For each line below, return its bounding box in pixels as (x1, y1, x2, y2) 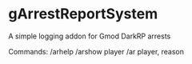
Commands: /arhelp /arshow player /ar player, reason (8, 46, 185, 56)
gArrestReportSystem (8, 5, 158, 23)
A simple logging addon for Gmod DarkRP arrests (8, 31, 171, 41)
